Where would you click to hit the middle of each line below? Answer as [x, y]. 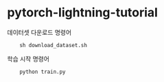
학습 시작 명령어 [28, 59]
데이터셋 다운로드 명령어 [39, 32]
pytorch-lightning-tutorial [82, 13]
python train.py [43, 72]
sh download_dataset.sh [54, 45]
